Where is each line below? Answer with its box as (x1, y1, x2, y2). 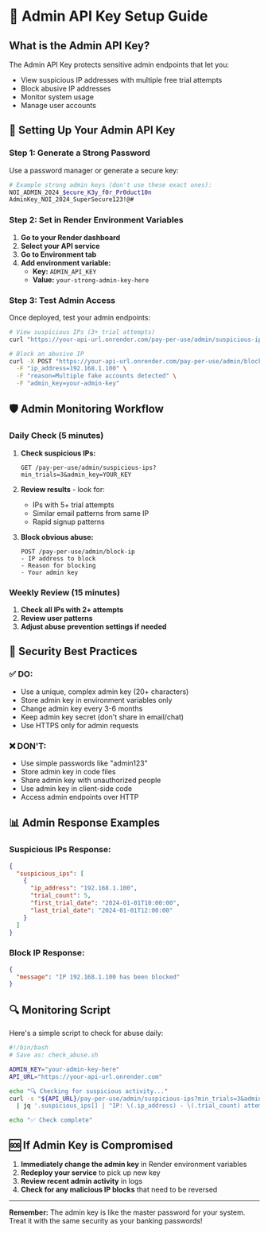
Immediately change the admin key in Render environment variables (20, 1159, 247, 1169)
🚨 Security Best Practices (9, 645, 138, 658)
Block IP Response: (9, 948, 85, 959)
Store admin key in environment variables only (20, 695, 173, 704)
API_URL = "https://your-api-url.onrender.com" (9, 1072, 162, 1080)
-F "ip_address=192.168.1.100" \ (16, 365, 127, 373)
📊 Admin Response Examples (9, 816, 161, 830)
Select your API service (20, 241, 100, 250)
